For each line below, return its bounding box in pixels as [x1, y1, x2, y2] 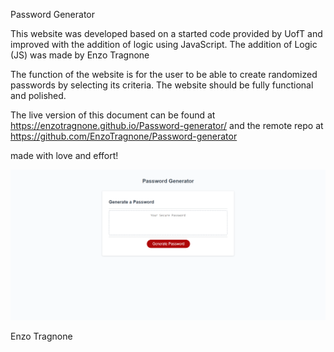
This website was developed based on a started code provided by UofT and [10, 28, 323, 39]
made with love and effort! [10, 150, 119, 161]
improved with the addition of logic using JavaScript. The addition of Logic [10, 39, 318, 50]
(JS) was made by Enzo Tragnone [10, 49, 150, 61]
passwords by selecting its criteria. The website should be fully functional [10, 79, 314, 91]
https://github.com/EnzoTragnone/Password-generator [10, 130, 238, 142]
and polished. [10, 90, 67, 101]
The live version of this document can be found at [10, 109, 216, 121]
